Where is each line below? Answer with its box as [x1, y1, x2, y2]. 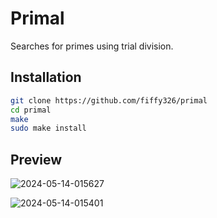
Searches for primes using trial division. [10, 40, 174, 52]
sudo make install [10, 123, 87, 134]
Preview [10, 151, 63, 168]
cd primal [10, 105, 52, 115]
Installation [10, 69, 82, 86]
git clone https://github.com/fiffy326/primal [10, 95, 208, 106]
